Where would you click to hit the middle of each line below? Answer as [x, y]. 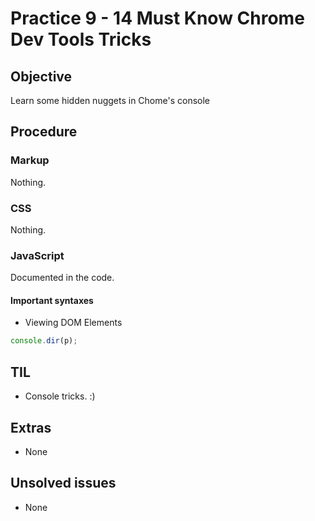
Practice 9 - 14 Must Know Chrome [157, 18]
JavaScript [37, 255]
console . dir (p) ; [44, 341]
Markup [30, 160]
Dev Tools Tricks [81, 39]
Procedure [44, 132]
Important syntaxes [52, 300]
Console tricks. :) [60, 396]
